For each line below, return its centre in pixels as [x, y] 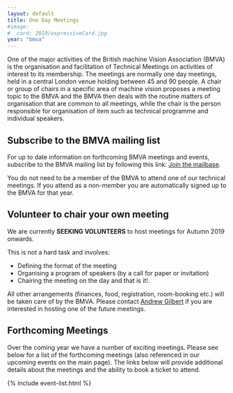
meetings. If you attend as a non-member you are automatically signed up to [117, 185]
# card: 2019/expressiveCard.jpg [57, 33]
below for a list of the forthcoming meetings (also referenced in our [103, 355]
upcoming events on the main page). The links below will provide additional [115, 362]
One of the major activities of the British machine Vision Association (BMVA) [116, 59]
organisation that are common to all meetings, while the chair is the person [114, 104]
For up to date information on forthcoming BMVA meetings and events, [109, 157]
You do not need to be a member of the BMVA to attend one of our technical [116, 177]
